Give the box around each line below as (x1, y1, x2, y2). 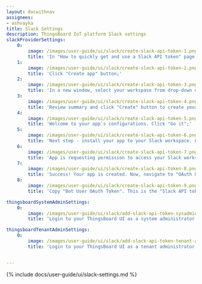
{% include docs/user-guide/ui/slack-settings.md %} (6, 271, 137, 278)
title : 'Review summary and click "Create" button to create (28, 104, 185, 110)
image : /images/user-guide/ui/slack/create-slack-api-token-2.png (28, 65, 198, 71)
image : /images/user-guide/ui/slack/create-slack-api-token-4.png (28, 98, 198, 104)
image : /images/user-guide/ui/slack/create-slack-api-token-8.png (28, 166, 198, 172)
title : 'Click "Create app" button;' (28, 71, 122, 77)
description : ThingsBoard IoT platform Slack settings (6, 31, 147, 37)
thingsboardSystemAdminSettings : (6, 199, 90, 205)
